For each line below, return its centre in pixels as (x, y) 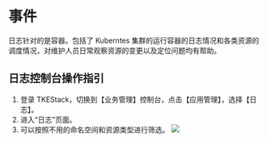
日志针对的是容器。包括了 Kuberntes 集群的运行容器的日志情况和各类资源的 (134, 40)
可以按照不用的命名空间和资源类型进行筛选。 (95, 129)
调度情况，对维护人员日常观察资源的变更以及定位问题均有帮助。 (114, 50)
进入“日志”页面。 (48, 119)
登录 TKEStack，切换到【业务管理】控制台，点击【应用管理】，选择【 (135, 99)
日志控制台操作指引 (56, 79)
